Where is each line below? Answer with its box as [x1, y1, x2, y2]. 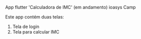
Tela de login [12, 23, 39, 29]
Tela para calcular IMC [12, 29, 59, 34]
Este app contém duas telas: [5, 14, 64, 19]
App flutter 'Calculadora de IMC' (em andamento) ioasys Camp [5, 4, 136, 10]
